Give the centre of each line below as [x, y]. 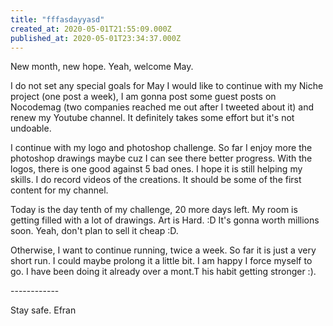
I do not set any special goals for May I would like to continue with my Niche [167, 86]
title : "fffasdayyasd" [57, 19]
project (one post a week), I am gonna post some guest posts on [143, 97]
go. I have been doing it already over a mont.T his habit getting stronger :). [163, 272]
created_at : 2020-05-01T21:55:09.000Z [91, 29]
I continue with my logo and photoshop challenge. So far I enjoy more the [161, 148]
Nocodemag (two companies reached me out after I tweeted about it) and [162, 107]
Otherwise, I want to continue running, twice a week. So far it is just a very [163, 250]
